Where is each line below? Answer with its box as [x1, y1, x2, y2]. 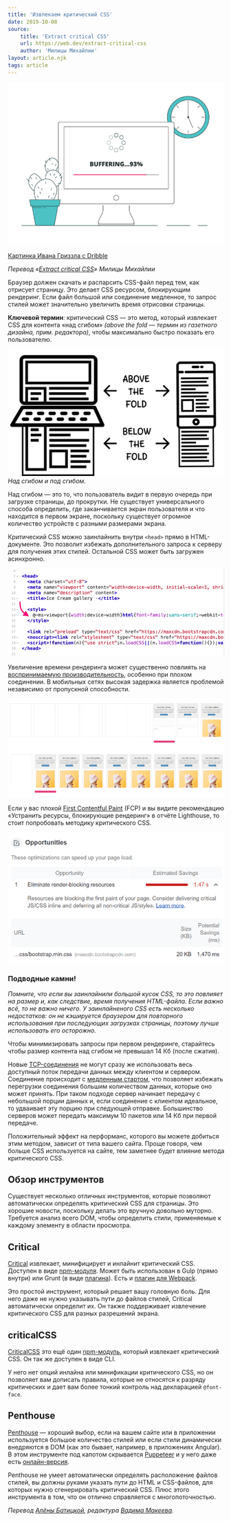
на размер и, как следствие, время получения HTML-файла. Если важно [8, 997, 224, 1005]
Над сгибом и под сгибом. [8, 477, 87, 485]
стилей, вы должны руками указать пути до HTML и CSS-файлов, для [8, 1478, 213, 1486]
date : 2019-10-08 [8, 18, 58, 25]
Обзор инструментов [8, 1174, 104, 1186]
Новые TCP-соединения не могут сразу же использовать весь [8, 1060, 193, 1068]
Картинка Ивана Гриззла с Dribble [8, 251, 109, 259]
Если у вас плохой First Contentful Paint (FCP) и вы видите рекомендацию [8, 803, 224, 812]
